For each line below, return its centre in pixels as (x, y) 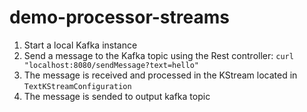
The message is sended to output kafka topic (117, 96)
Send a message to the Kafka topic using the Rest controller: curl (158, 55)
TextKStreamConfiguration (77, 86)
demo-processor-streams (119, 17)
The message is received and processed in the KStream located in (160, 75)
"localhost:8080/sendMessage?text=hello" (111, 65)
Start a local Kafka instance (80, 45)
